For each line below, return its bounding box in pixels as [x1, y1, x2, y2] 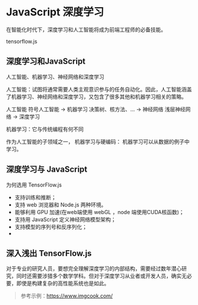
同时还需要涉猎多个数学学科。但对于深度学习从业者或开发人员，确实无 [16, 273, 187, 280]
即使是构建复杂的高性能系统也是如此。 [16, 280, 110, 287]
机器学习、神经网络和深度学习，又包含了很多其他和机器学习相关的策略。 [11, 93, 187, 100]
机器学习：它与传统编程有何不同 [6, 125, 84, 133]
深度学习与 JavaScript [6, 165, 88, 175]
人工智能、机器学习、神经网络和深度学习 [6, 73, 104, 80]
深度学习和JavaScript [6, 57, 86, 67]
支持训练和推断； [14, 194, 57, 201]
